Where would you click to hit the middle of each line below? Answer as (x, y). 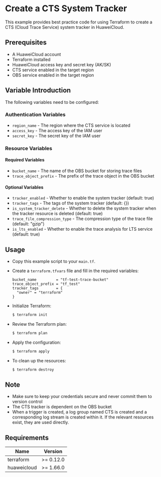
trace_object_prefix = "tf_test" (46, 284)
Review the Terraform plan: (39, 324)
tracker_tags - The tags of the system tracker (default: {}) (70, 203)
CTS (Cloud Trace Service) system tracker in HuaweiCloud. (65, 27)
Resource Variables (29, 148)
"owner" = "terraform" (40, 293)
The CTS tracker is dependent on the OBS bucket (62, 407)
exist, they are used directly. (40, 422)
